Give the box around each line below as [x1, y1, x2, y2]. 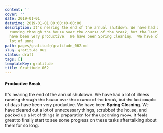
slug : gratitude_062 [5, 48, 47, 52]
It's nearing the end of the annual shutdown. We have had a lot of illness [5, 92, 149, 98]
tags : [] [5, 57, 23, 62]
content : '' [5, 7, 29, 12]
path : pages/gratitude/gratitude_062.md [5, 43, 88, 48]
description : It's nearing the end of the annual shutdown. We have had [5, 25, 155, 30]
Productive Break [5, 81, 41, 86]
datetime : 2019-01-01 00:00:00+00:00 [5, 20, 81, 26]
